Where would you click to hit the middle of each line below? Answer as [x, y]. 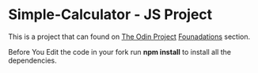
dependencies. [32, 60]
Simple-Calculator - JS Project [110, 15]
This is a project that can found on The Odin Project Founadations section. [129, 36]
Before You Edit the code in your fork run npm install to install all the [120, 52]
